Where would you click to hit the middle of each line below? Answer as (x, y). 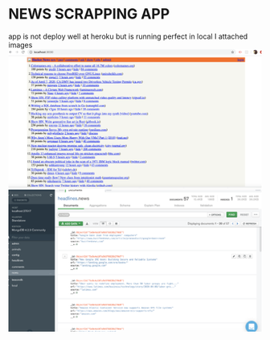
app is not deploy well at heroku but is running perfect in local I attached (128, 36)
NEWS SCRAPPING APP (89, 14)
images (20, 44)
